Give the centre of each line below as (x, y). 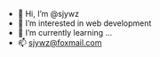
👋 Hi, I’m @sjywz (48, 14)
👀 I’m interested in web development (84, 23)
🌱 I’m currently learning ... (65, 33)
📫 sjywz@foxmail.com (60, 43)
